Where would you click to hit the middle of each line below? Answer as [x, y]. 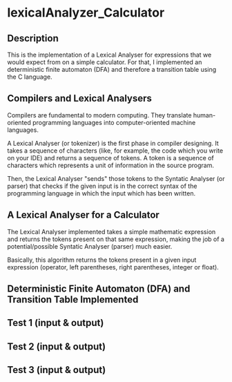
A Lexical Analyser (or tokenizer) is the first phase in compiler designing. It [113, 143]
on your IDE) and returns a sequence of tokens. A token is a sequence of [110, 157]
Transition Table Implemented [73, 299]
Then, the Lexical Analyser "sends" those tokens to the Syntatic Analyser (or [116, 178]
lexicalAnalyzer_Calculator [86, 13]
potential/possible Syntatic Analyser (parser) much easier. [90, 246]
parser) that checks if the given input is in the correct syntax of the [102, 186]
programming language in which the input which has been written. [101, 193]
